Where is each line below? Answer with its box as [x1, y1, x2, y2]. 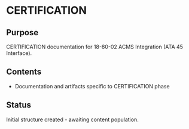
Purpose [6, 27, 39, 38]
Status [6, 100, 32, 110]
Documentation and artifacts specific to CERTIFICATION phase [14, 82, 170, 90]
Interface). [6, 50, 32, 57]
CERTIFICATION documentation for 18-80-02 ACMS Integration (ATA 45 [6, 43, 184, 50]
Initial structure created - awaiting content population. [6, 116, 139, 123]
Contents [6, 67, 42, 77]
